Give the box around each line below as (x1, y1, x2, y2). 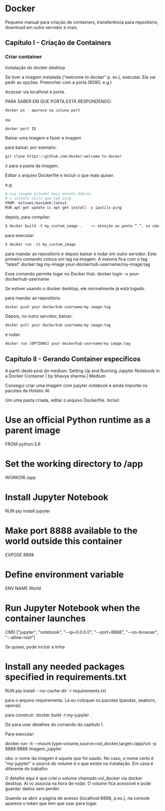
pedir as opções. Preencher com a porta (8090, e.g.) (5, 79, 112, 85)
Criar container (5, 54, 42, 60)
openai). (5, 703, 22, 708)
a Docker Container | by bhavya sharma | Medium (5, 373, 106, 378)
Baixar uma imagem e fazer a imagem (5, 135, 82, 141)
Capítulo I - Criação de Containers (5, 39, 111, 47)
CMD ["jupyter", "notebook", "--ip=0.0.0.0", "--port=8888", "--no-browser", (5, 629, 159, 635)
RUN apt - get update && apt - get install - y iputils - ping (5, 205, 122, 210)
